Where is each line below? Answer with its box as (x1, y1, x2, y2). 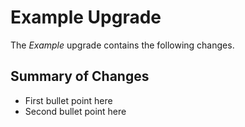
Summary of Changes (10, 68, 150, 85)
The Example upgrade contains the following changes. (10, 39, 235, 51)
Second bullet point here (24, 105, 127, 117)
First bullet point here (24, 94, 113, 106)
